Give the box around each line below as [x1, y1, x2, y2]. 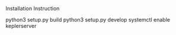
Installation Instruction [5, 5, 60, 12]
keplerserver [5, 23, 37, 29]
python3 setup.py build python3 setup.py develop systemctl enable [5, 16, 170, 23]
